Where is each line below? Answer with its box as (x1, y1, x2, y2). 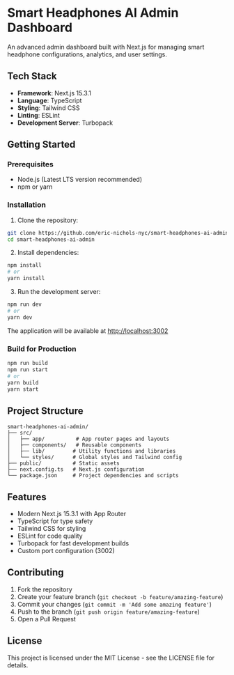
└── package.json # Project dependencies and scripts (7, 472, 179, 479)
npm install (7, 262, 42, 269)
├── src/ (7, 430, 33, 437)
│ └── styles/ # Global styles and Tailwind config (7, 454, 182, 461)
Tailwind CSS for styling (17, 525, 86, 533)
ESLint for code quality (17, 532, 83, 541)
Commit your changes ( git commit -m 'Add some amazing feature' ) (17, 600, 212, 608)
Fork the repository (17, 585, 73, 593)
